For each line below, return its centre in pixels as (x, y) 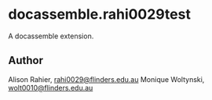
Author (26, 61)
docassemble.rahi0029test (99, 14)
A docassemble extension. (51, 36)
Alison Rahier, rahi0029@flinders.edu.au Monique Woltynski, (106, 79)
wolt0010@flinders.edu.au (51, 87)
